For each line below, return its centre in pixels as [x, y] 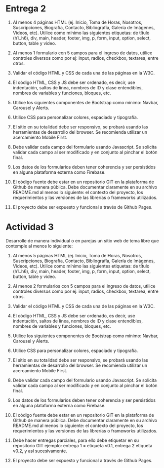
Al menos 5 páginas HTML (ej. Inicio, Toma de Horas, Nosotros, [77, 255]
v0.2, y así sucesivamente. [40, 451]
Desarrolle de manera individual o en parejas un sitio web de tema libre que [82, 240]
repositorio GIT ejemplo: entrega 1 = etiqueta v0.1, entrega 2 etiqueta [82, 445]
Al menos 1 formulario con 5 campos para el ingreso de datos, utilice [82, 53]
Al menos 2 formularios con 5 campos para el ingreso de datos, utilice [84, 286]
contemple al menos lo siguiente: [39, 246]
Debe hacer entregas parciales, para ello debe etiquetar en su [76, 440]
